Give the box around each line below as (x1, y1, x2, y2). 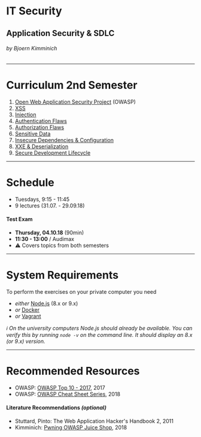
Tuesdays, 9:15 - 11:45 (14, 195, 70, 203)
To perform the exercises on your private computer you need (6, 288, 157, 295)
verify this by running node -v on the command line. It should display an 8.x (6, 331, 193, 338)
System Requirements (6, 269, 118, 282)
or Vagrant (14, 312, 41, 320)
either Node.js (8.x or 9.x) (14, 300, 78, 307)
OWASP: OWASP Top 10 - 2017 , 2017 (14, 384, 106, 391)
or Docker (14, 306, 40, 313)
